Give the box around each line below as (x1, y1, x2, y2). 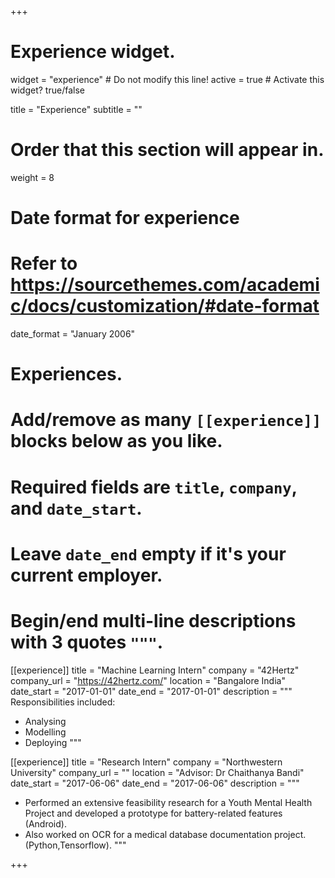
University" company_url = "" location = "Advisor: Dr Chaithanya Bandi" (10, 766, 305, 778)
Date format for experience (10, 207, 240, 230)
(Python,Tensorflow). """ (24, 839, 127, 851)
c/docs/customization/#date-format (10, 295, 320, 318)
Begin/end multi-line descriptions (10, 609, 297, 632)
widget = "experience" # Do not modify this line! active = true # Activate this (10, 73, 325, 85)
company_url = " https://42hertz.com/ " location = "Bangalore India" (10, 674, 286, 686)
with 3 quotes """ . (10, 631, 164, 653)
